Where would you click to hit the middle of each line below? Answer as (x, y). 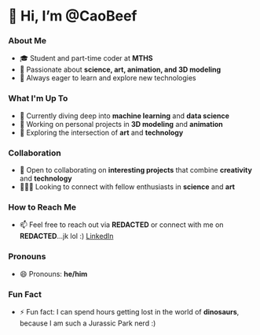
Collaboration (35, 153)
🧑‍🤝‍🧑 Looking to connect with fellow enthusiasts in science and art (127, 187)
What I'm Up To (38, 99)
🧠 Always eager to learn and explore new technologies (108, 78)
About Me (27, 41)
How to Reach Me (42, 207)
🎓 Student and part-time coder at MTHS (86, 58)
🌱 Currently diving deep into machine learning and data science (125, 115)
